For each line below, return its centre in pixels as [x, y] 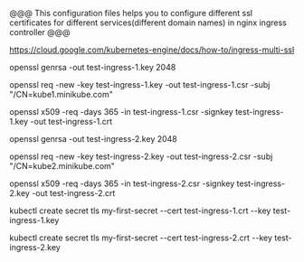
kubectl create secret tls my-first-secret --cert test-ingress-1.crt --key [140, 211]
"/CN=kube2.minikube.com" [62, 166]
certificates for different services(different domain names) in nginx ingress [148, 23]
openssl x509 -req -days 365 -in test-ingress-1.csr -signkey [121, 112]
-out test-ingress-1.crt [71, 122]
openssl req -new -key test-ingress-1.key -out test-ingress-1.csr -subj [140, 84]
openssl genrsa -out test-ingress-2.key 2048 [94, 139]
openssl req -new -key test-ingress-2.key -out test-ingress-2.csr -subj [141, 156]
